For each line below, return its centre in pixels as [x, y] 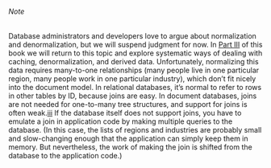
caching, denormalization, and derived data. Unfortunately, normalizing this [134, 62]
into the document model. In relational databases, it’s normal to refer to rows [135, 88]
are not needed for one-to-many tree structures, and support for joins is [128, 104]
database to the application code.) [65, 156]
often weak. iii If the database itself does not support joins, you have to [125, 113]
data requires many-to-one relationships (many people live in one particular [134, 70]
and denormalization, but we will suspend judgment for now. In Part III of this [135, 45]
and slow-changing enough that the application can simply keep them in [128, 139]
